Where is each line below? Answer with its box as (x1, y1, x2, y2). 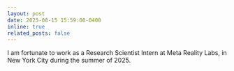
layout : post (7, 10, 45, 17)
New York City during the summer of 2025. (7, 56, 131, 65)
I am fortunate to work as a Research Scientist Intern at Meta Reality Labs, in (7, 49, 227, 57)
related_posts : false (7, 29, 71, 37)
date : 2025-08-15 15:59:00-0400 (7, 17, 101, 24)
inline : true (7, 23, 45, 30)
